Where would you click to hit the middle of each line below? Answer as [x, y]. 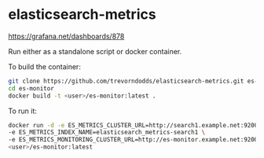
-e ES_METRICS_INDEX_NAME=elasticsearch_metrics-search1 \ [107, 132]
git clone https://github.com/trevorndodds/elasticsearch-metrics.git [126, 81]
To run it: [23, 111]
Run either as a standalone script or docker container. [95, 51]
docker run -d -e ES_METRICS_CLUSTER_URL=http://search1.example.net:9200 [133, 125]
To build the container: [44, 66]
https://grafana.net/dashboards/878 [66, 36]
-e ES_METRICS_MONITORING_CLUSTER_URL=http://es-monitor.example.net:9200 [133, 140]
